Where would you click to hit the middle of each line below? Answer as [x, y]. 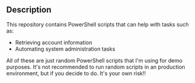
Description [29, 10]
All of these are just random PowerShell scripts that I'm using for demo [94, 60]
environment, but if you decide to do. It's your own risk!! [76, 73]
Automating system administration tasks [65, 49]
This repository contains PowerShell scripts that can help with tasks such [97, 24]
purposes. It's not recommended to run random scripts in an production [96, 67]
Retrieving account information [54, 42]
